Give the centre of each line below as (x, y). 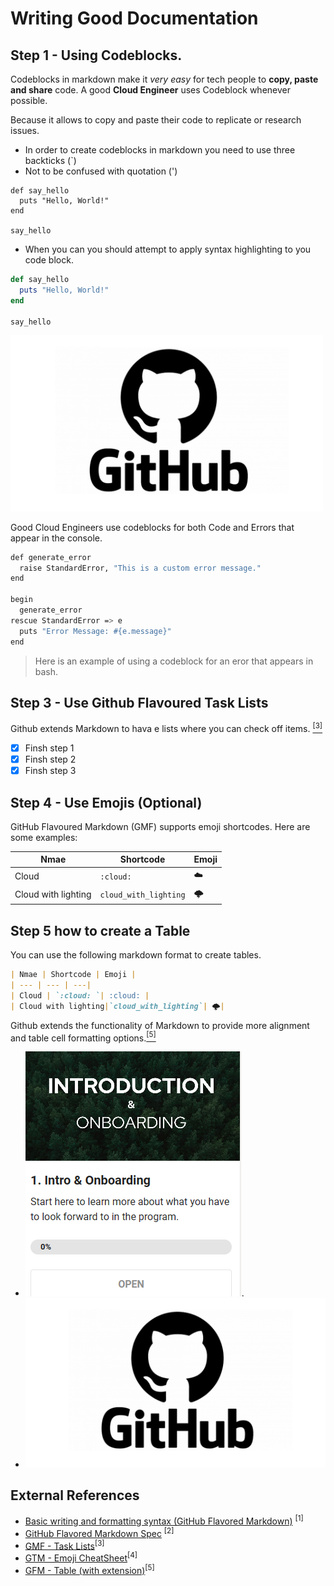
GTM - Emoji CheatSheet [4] (81, 1557)
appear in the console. (56, 538)
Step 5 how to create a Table (100, 930)
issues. (25, 130)
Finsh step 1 (49, 748)
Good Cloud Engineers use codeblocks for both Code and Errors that (152, 527)
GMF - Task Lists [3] (64, 1545)
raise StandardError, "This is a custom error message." (140, 568)
